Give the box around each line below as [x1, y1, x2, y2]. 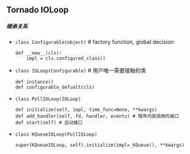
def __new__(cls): [15, 50, 62, 57]
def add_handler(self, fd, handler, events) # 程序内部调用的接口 [15, 113, 179, 119]
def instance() [15, 79, 54, 85]
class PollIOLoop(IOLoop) [15, 96, 81, 102]
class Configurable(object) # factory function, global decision [15, 38, 174, 46]
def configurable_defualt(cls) [15, 85, 95, 91]
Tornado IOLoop [6, 5, 69, 15]
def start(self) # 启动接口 [15, 120, 83, 126]
